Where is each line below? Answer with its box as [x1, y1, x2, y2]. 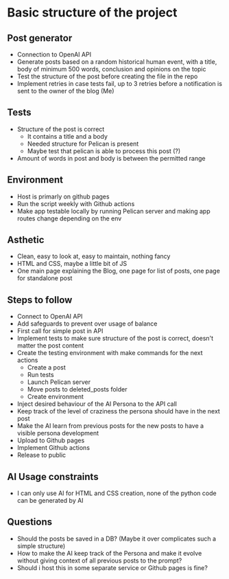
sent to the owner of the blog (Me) [16, 87, 114, 95]
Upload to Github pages [16, 436, 85, 444]
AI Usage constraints [7, 470, 99, 482]
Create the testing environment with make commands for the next [16, 349, 204, 357]
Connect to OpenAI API [16, 313, 83, 321]
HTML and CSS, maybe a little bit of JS [16, 260, 128, 268]
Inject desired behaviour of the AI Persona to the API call [16, 400, 177, 408]
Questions [7, 516, 53, 528]
